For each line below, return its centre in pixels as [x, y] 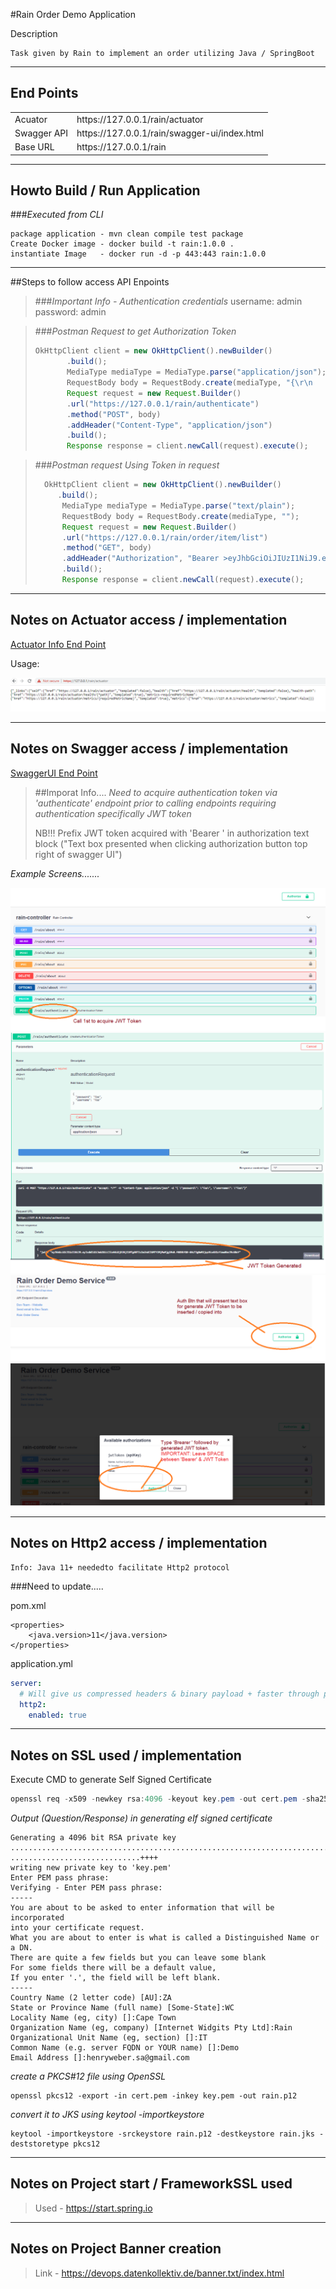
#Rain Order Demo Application [73, 14]
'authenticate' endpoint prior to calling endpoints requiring [155, 803]
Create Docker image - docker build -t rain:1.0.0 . [122, 244]
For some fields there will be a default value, [113, 1968]
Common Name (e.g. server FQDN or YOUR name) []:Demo [125, 2048]
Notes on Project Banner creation [116, 2249]
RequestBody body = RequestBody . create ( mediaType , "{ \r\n [189, 383]
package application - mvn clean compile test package [127, 234]
